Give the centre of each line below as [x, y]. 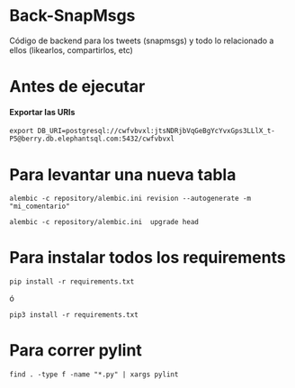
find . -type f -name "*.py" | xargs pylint [94, 374]
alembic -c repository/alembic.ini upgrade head [104, 222]
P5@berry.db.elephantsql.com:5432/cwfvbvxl [92, 139]
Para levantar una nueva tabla [123, 174]
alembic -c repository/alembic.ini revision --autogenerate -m [130, 199]
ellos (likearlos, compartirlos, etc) [71, 50]
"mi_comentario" [40, 207]
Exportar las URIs [42, 112]
